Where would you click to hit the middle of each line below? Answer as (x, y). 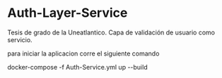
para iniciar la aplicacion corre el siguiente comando (83, 53)
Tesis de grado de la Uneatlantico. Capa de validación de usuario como (111, 32)
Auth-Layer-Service (68, 13)
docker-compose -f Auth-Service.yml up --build (77, 67)
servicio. (20, 39)
